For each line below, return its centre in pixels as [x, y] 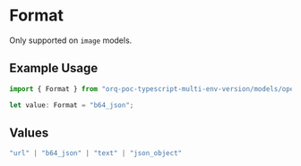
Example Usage [54, 68]
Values [29, 133]
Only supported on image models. [71, 40]
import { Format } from [54, 89]
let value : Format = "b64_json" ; [72, 105]
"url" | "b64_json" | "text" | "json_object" [95, 154]
